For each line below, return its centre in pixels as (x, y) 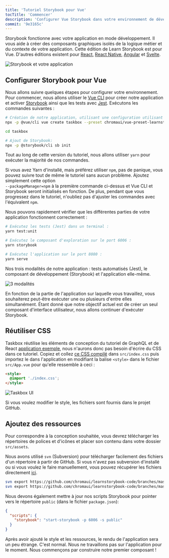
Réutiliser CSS (28, 331)
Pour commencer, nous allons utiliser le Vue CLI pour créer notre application (84, 98)
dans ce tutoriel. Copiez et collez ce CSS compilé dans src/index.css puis (82, 353)
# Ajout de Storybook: (29, 140)
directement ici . (21, 472)
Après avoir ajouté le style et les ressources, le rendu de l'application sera (82, 539)
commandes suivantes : (30, 109)
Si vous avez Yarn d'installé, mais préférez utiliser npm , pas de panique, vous (84, 170)
